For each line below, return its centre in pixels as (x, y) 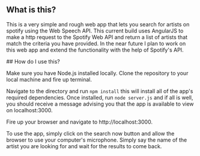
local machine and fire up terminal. (49, 79)
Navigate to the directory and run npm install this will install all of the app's (100, 91)
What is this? (31, 10)
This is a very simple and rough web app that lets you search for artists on (98, 24)
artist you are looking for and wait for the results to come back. (84, 146)
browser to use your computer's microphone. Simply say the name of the (97, 140)
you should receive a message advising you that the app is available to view (100, 104)
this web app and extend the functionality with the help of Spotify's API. (95, 50)
